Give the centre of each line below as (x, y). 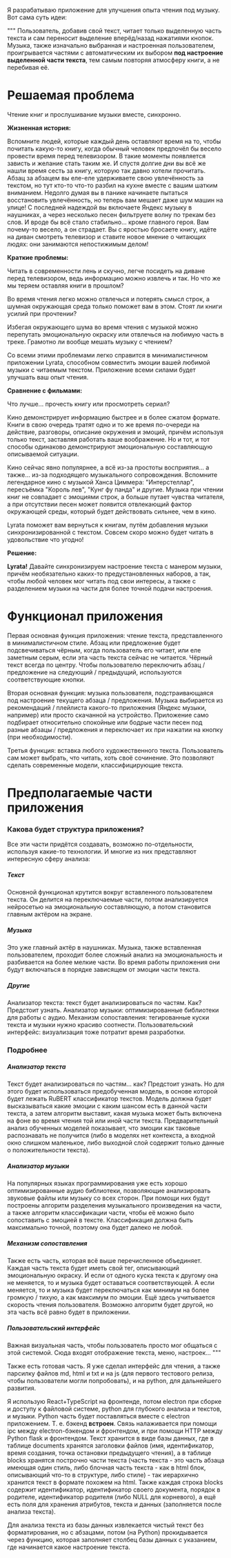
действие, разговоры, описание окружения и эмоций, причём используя (115, 432)
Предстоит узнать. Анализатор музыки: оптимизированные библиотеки (113, 1010)
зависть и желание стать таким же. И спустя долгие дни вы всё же (107, 163)
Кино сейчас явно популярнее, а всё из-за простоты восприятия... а (108, 467)
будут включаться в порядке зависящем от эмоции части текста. (104, 970)
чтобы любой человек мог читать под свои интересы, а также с (102, 581)
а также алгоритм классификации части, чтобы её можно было (101, 1213)
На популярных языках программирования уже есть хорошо (97, 1183)
